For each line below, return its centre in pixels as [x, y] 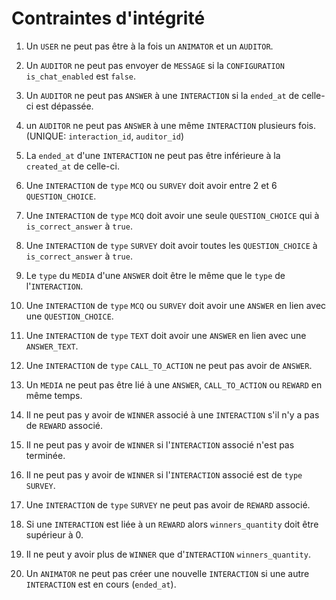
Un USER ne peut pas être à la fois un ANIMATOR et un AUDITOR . [149, 46]
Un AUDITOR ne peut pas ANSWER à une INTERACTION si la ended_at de [162, 95]
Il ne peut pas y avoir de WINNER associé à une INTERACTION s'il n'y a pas [172, 414]
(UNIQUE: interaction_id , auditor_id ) [105, 136]
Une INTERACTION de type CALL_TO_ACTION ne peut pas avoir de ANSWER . [169, 365]
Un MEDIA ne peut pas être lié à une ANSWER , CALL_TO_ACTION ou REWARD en [174, 384]
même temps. [54, 395]
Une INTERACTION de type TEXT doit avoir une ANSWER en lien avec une [166, 335]
